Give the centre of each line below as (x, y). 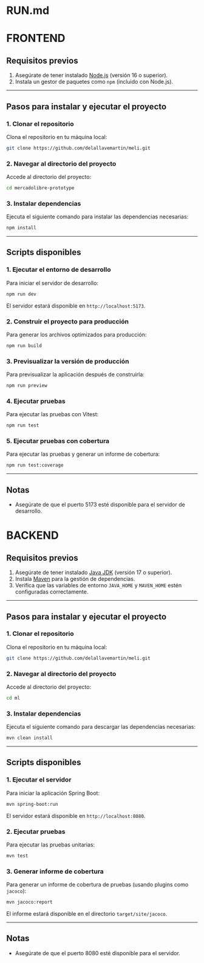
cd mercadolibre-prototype (40, 188)
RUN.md (28, 11)
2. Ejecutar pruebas (36, 831)
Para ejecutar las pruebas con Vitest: (53, 414)
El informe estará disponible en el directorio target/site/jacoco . (87, 913)
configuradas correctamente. (52, 592)
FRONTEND (36, 39)
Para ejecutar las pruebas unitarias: (51, 845)
